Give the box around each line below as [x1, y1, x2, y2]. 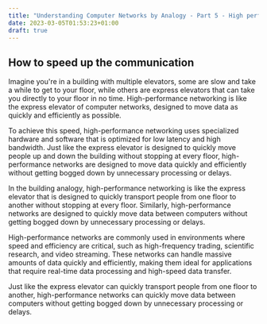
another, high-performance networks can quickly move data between [8, 291, 236, 300]
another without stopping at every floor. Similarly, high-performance [8, 200, 232, 210]
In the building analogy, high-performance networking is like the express [8, 183, 246, 193]
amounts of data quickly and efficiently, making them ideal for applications [8, 258, 253, 268]
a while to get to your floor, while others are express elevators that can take [8, 85, 256, 95]
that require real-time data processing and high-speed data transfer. [8, 267, 232, 276]
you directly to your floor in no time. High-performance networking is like [8, 94, 248, 103]
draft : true [8, 26, 48, 34]
